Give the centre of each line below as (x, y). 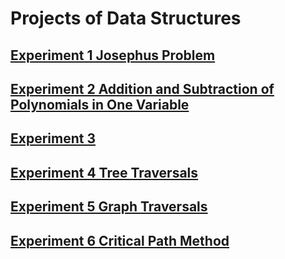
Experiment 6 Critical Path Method (120, 240)
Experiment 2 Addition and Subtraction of (142, 88)
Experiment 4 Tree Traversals (104, 172)
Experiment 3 (53, 138)
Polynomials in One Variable (100, 104)
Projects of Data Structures (126, 18)
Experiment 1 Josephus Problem (113, 55)
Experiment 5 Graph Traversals (109, 207)
